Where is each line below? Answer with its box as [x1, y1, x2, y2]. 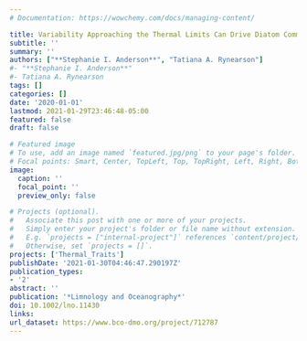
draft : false [9, 123, 59, 133]
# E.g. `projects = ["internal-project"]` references [9, 233, 227, 242]
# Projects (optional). [9, 208, 101, 217]
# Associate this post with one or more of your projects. [9, 216, 248, 225]
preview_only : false [17, 191, 96, 200]
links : [9, 309, 35, 318]
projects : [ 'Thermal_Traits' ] [9, 250, 125, 259]
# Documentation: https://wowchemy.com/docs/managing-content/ [9, 13, 256, 23]
